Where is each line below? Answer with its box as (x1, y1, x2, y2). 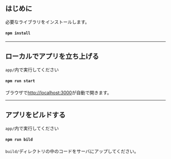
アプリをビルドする (5, 111, 66, 119)
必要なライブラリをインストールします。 (5, 19, 90, 25)
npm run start (5, 78, 36, 84)
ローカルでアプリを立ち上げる (5, 52, 99, 61)
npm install (5, 31, 31, 36)
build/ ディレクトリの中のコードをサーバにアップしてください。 (5, 148, 139, 154)
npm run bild (5, 137, 33, 142)
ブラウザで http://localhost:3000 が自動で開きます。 (5, 90, 112, 96)
